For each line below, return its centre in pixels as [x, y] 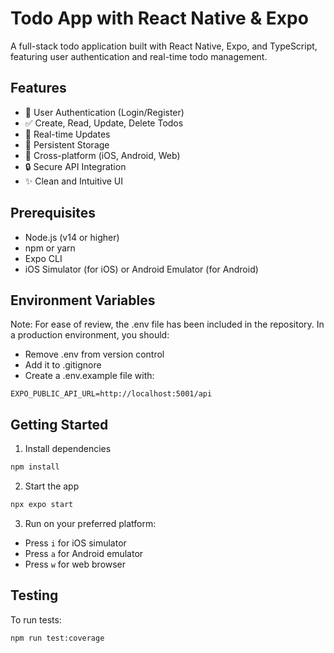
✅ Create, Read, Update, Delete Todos [104, 123]
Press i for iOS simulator [75, 543]
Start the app [52, 486]
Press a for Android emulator [84, 553]
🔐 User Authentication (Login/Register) [104, 112]
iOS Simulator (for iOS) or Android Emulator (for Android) [141, 269]
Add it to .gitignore [63, 365]
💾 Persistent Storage [67, 144]
